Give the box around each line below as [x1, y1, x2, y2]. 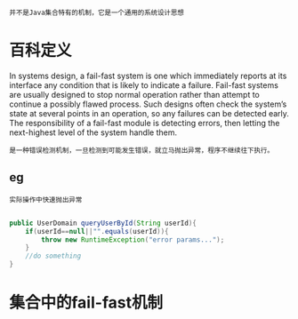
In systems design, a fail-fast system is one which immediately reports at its [9, 70, 287, 81]
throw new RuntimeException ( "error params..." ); [41, 235, 225, 244]
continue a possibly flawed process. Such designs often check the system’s [9, 99, 287, 109]
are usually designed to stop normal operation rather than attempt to [9, 89, 260, 100]
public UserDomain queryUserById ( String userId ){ [9, 219, 197, 227]
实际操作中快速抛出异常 [9, 195, 83, 204]
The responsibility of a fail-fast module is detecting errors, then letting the [9, 117, 280, 128]
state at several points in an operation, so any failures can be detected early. [9, 108, 289, 118]
